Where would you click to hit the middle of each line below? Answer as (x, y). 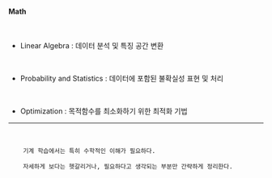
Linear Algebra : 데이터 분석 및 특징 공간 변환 (92, 46)
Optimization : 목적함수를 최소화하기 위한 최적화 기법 (104, 111)
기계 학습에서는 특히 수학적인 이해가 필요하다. (89, 151)
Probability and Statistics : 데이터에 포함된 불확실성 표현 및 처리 (122, 79)
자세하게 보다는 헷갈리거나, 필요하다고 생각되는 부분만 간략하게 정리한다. (128, 167)
